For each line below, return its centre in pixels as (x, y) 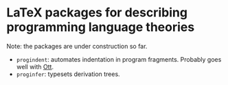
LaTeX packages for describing (97, 13)
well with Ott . (35, 66)
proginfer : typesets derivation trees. (68, 74)
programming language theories (101, 27)
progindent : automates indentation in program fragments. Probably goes (119, 59)
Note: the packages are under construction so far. (77, 46)
